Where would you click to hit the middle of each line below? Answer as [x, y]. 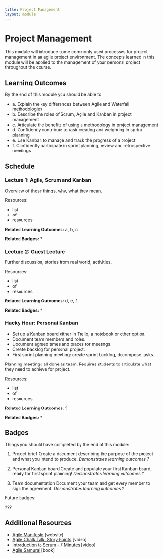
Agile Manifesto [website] [38, 535]
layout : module [20, 14]
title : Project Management [32, 10]
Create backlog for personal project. [49, 349]
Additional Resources [38, 523]
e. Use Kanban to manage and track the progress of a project [74, 140]
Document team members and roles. [49, 339]
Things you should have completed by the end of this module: [67, 445]
